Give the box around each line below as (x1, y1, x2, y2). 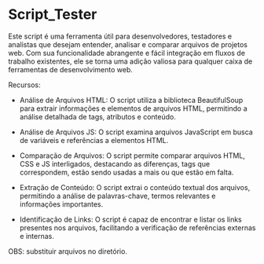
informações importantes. (19, 199, 104, 209)
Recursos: (8, 80, 41, 90)
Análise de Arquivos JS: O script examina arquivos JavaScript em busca (19, 127, 253, 137)
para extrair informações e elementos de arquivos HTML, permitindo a (19, 104, 247, 113)
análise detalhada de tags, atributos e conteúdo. (19, 112, 177, 121)
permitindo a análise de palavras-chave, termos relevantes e (19, 191, 216, 200)
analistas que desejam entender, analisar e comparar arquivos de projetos (8, 39, 247, 49)
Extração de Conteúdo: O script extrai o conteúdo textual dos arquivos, (19, 182, 251, 192)
